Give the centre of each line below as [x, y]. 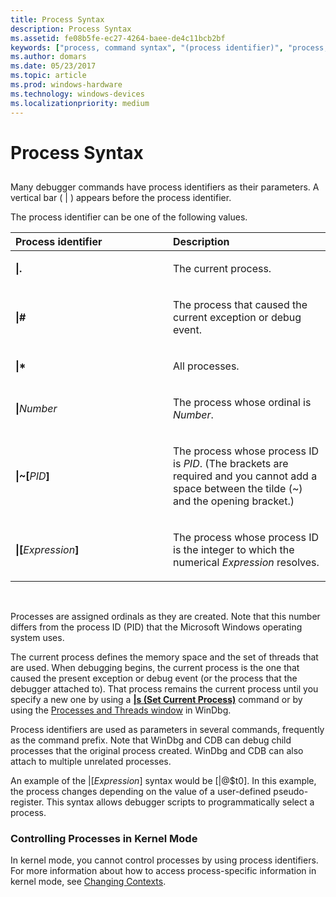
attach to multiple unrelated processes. [91, 762]
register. [27, 802]
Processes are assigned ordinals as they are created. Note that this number [165, 617]
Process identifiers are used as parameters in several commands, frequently [167, 730]
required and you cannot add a [245, 476]
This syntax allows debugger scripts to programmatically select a [180, 802]
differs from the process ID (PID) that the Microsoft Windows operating [156, 627]
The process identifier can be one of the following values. [129, 217]
